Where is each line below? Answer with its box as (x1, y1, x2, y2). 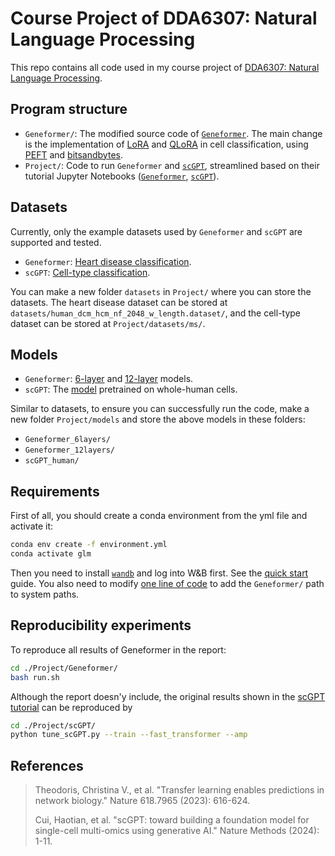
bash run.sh (10, 672, 60, 682)
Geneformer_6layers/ (24, 435, 111, 445)
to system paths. (10, 588, 80, 600)
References (10, 757, 84, 774)
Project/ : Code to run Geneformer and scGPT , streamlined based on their (24, 159, 320, 171)
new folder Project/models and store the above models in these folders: (10, 413, 306, 426)
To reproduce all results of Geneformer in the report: (10, 643, 227, 656)
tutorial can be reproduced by (10, 701, 133, 713)
